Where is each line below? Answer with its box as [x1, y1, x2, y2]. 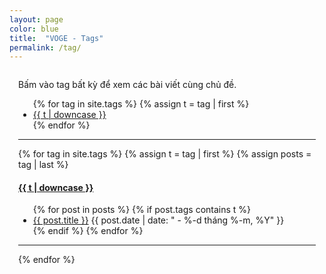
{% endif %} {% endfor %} [32, 225, 144, 237]
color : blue [9, 24, 59, 34]
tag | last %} [18, 159, 69, 171]
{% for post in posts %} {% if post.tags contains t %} [32, 204, 252, 216]
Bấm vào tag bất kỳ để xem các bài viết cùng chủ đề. [18, 79, 237, 91]
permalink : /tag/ [9, 42, 82, 53]
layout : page [9, 14, 64, 25]
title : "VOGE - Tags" [9, 33, 104, 43]
